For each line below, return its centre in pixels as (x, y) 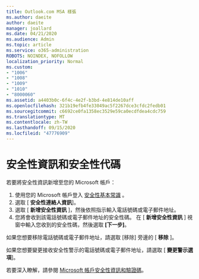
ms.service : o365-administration (48, 51)
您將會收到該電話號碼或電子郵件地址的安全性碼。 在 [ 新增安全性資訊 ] (100, 217)
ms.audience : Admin (30, 39)
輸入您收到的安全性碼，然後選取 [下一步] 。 (78, 224)
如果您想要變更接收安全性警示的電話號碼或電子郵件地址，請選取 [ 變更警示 (97, 250)
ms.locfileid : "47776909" (38, 134)
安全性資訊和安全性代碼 (64, 165)
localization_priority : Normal (45, 61)
